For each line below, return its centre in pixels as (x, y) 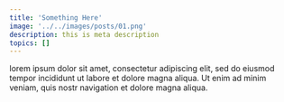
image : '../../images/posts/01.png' (78, 26)
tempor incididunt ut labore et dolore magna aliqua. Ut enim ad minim (138, 79)
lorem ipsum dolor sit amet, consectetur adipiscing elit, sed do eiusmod (142, 69)
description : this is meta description (84, 34)
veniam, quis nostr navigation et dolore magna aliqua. (109, 88)
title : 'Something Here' (56, 18)
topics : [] (30, 43)
